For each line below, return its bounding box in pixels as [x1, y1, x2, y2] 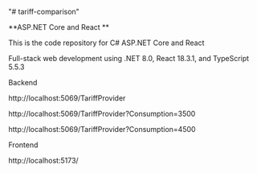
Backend [8, 78, 38, 87]
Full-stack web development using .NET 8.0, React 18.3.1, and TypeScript [8, 54, 250, 63]
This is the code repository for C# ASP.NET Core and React [8, 38, 205, 47]
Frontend [8, 140, 39, 150]
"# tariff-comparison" [8, 7, 80, 16]
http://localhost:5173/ [8, 156, 79, 165]
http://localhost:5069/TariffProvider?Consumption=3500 [8, 109, 196, 118]
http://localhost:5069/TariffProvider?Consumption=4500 [8, 125, 196, 134]
